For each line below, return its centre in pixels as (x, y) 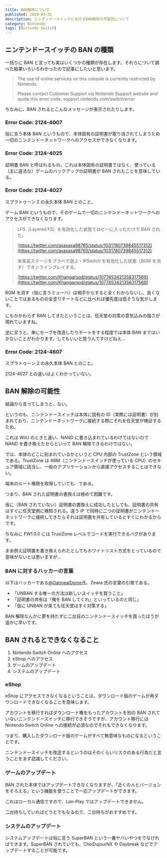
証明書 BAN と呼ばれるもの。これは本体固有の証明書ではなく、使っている (81, 165)
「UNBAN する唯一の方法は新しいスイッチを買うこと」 (69, 593)
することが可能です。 (48, 850)
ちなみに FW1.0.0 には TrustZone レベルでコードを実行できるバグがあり (79, 534)
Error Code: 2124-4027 (34, 191)
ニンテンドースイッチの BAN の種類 (59, 49)
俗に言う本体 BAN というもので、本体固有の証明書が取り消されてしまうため (83, 134)
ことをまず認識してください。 (40, 759)
